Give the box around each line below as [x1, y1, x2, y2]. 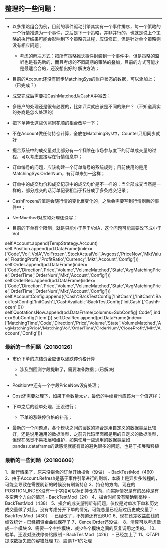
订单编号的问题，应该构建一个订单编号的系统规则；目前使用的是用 [12, 164, 148, 170]
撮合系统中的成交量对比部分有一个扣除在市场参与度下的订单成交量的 [12, 147, 152, 153]
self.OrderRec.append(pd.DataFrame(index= [5, 277, 96, 283]
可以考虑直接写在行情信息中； [21, 153, 83, 159]
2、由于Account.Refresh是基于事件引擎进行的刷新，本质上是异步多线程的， [5, 475, 160, 481]
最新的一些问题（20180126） [5, 343, 76, 350]
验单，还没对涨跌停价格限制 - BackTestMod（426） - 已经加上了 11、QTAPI [5, 532, 159, 538]
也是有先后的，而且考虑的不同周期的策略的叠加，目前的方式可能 [24, 59, 155, 65]
